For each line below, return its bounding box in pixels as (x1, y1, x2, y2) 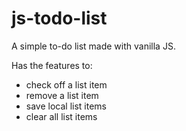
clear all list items (25, 110, 98, 122)
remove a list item (25, 89, 99, 101)
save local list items (25, 100, 107, 112)
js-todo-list (11, 7, 108, 30)
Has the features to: (11, 59, 93, 71)
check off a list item (25, 78, 108, 91)
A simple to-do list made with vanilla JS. (11, 40, 176, 52)
